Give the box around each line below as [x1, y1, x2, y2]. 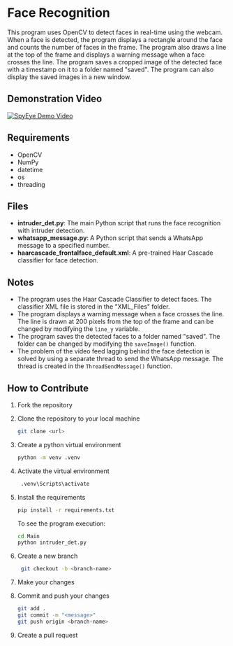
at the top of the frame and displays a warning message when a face [7, 50, 205, 59]
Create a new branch [17, 552, 78, 561]
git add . [17, 605, 47, 612]
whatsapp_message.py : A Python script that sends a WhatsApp [17, 234, 204, 242]
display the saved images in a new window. [7, 72, 131, 81]
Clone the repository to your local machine [17, 414, 140, 423]
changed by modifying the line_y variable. [17, 325, 140, 333]
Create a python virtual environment [17, 440, 121, 449]
